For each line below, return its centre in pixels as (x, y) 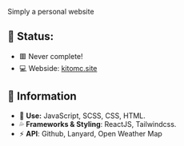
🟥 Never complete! (51, 56)
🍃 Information (42, 96)
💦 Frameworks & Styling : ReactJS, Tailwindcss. (98, 124)
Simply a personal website (51, 12)
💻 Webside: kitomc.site (58, 68)
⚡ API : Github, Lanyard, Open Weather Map (91, 133)
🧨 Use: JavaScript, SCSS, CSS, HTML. (82, 116)
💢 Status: (31, 36)
